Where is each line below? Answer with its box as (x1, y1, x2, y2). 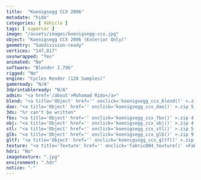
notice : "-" (6, 165, 36, 171)
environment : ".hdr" (6, 160, 58, 166)
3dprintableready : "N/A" (6, 87, 68, 93)
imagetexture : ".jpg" (6, 154, 60, 160)
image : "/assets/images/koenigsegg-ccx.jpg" (6, 31, 119, 37)
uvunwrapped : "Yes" (6, 53, 55, 59)
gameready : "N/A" (6, 82, 50, 88)
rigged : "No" (6, 70, 39, 76)
